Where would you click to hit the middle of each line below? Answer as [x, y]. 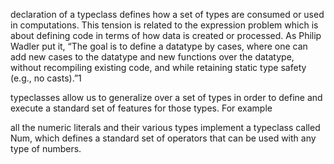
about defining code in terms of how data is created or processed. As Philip [166, 35]
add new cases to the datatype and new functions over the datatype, [152, 57]
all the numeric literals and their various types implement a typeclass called [165, 127]
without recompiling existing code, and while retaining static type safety [158, 67]
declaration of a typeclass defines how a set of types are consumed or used [167, 14]
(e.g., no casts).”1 [46, 78]
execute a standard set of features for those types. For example [141, 108]
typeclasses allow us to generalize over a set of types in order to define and [166, 97]
